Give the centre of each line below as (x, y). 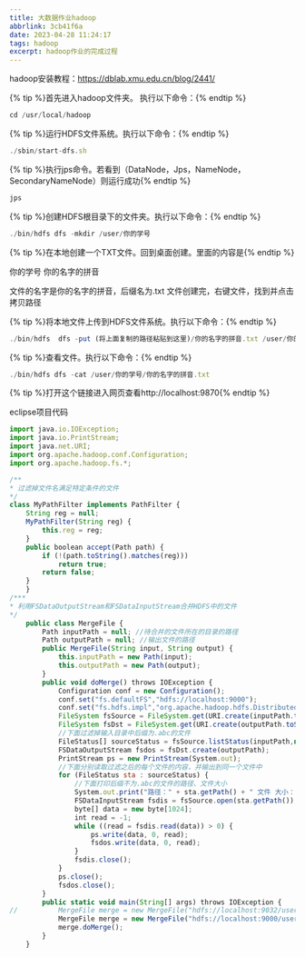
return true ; (82, 564)
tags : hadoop (34, 43)
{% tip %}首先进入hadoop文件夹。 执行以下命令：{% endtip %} (128, 98)
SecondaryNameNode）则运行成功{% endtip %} (100, 180)
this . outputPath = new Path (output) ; (129, 665)
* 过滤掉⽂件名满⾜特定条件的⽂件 (64, 488)
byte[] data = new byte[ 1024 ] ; (133, 809)
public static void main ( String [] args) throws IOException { (162, 902)
